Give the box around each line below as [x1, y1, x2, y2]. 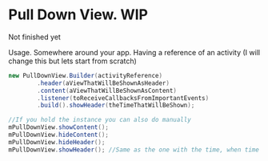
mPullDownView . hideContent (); [8, 131, 110, 139]
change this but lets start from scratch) [8, 56, 138, 66]
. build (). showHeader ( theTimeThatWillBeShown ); [37, 102, 195, 110]
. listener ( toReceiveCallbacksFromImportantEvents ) [37, 94, 210, 102]
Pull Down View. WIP [8, 6, 148, 24]
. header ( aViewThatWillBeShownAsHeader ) [37, 78, 170, 87]
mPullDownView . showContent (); [8, 123, 110, 131]
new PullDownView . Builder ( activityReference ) [8, 71, 162, 79]
